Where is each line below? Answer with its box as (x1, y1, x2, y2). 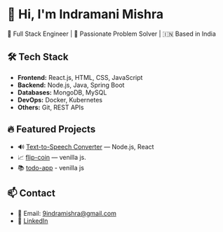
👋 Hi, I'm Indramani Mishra (7, 6, 163, 22)
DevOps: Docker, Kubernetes (17, 95, 103, 104)
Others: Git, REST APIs (17, 103, 84, 111)
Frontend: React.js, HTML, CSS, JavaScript (17, 73, 143, 81)
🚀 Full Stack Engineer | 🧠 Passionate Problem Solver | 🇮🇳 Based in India (7, 29, 216, 38)
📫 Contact (7, 187, 56, 199)
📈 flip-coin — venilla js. (17, 153, 86, 161)
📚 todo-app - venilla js (17, 163, 84, 172)
